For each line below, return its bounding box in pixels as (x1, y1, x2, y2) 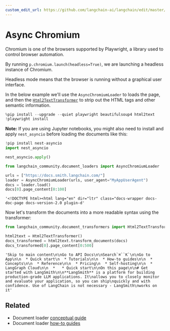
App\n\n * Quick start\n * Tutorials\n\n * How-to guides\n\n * (5, 256, 153, 262)
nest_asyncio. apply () (5, 155, 51, 160)
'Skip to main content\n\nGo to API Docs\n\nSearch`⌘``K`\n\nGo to (5, 252, 151, 257)
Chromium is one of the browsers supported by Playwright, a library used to (5, 46, 163, 52)
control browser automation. (5, 51, 64, 57)
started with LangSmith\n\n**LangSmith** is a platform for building (5, 270, 155, 275)
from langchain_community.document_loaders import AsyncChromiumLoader (5, 164, 159, 169)
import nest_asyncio (5, 146, 49, 151)
